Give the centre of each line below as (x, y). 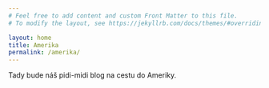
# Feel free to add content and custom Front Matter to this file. (123, 16)
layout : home (30, 38)
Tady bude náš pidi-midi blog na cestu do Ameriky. (92, 75)
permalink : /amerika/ (44, 53)
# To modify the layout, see (57, 23)
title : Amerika (34, 45)
